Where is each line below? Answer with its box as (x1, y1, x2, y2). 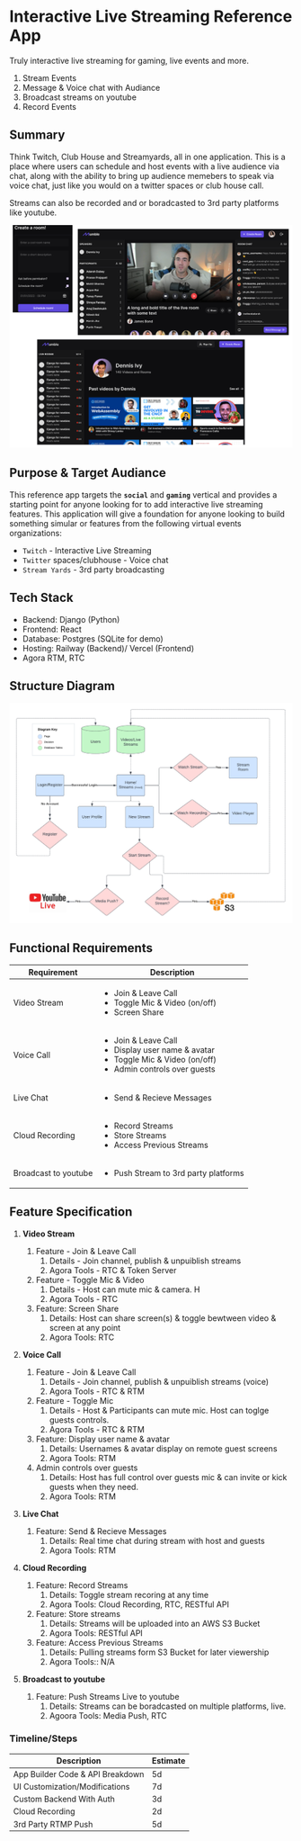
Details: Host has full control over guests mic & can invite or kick (49, 1471, 288, 1482)
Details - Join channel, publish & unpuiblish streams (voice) (49, 1376, 270, 1387)
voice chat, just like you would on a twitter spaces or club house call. (9, 180, 264, 191)
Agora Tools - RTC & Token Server (49, 1264, 177, 1275)
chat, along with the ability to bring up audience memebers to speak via (9, 170, 275, 181)
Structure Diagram (9, 678, 115, 694)
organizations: (9, 527, 63, 538)
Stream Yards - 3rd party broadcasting (22, 564, 164, 575)
